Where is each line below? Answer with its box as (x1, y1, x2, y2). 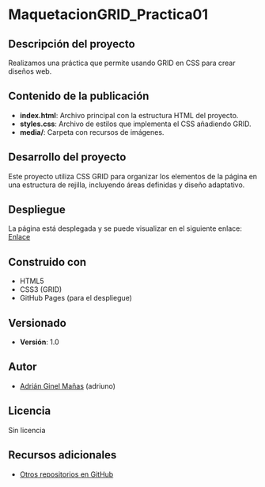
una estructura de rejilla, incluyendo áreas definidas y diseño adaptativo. (8, 180, 245, 190)
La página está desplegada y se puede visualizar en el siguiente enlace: (8, 224, 243, 233)
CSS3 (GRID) (19, 285, 62, 294)
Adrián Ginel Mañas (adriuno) (19, 381, 116, 390)
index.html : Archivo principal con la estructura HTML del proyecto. (19, 110, 239, 120)
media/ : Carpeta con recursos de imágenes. (19, 127, 165, 136)
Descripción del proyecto (8, 37, 136, 51)
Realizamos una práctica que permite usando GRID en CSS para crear (8, 58, 236, 67)
